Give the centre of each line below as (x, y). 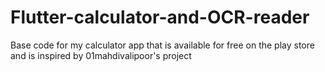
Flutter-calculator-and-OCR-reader (160, 17)
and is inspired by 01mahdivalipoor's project (101, 55)
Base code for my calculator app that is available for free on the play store (162, 45)
